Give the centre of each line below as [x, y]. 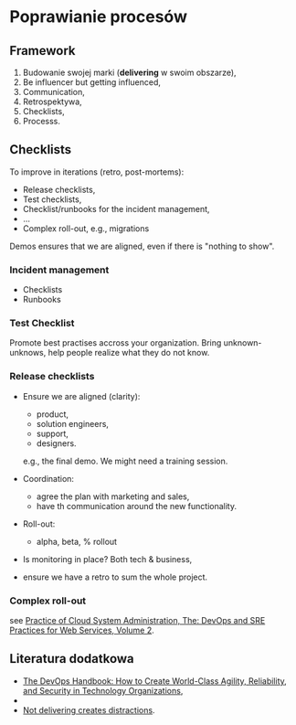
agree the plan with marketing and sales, [113, 496]
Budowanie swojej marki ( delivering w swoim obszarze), [129, 72]
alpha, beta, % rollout [76, 541]
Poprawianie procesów [98, 17]
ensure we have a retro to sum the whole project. [115, 577]
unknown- [243, 343]
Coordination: [48, 478]
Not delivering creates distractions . [89, 709]
